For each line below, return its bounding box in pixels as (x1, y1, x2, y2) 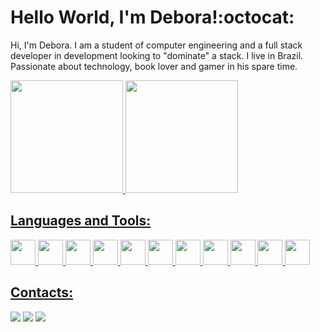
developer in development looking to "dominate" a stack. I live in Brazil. (10, 49, 304, 61)
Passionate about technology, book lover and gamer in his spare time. (10, 60, 298, 72)
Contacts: (10, 284, 74, 301)
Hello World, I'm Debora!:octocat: (10, 6, 295, 29)
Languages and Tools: (10, 212, 152, 230)
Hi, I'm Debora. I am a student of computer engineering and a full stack (10, 39, 303, 51)
